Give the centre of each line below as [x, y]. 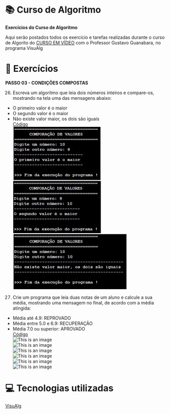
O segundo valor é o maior [40, 113]
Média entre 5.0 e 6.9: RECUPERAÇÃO [53, 323]
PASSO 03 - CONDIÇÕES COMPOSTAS [47, 82]
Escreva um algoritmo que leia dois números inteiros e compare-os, [83, 93]
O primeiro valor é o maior [40, 108]
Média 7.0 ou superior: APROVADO [49, 328]
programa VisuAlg [24, 48]
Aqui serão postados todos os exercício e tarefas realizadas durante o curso [85, 37]
